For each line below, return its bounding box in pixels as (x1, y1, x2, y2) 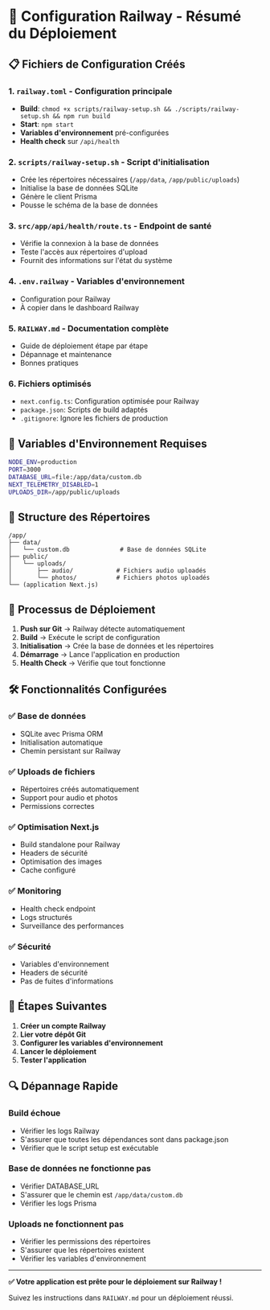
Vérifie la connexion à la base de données (19, 239, 159, 248)
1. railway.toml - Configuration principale (8, 85, 173, 97)
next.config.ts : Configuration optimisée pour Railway (19, 396, 199, 406)
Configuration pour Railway (19, 294, 111, 304)
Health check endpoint (19, 904, 96, 914)
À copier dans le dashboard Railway (19, 302, 139, 312)
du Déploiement (8, 24, 117, 43)
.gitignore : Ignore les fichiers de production (19, 413, 169, 423)
